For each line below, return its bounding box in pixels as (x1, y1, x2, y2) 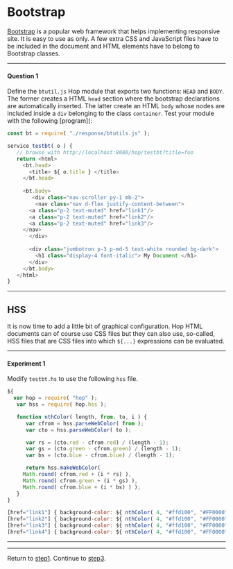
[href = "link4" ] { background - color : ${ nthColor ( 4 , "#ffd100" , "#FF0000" (7, 529, 228, 536)
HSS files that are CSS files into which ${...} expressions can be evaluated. (7, 337, 225, 346)
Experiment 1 (7, 359, 46, 368)
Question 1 (7, 71, 39, 80)
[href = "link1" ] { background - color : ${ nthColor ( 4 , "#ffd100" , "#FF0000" (7, 509, 228, 516)
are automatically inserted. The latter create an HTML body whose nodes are (7, 102, 225, 110)
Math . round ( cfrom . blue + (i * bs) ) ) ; (22, 484, 141, 491)
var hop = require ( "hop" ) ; (13, 395, 98, 402)
